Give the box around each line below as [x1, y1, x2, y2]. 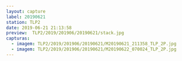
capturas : [6, 35, 30, 41]
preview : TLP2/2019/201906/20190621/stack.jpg [6, 30, 125, 36]
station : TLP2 [6, 19, 41, 25]
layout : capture [6, 8, 46, 15]
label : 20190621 [6, 14, 46, 20]
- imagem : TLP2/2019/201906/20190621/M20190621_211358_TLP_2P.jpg [11, 41, 177, 47]
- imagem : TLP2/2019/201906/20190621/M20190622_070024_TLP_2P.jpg [11, 46, 177, 52]
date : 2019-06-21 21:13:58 [6, 24, 72, 31]
